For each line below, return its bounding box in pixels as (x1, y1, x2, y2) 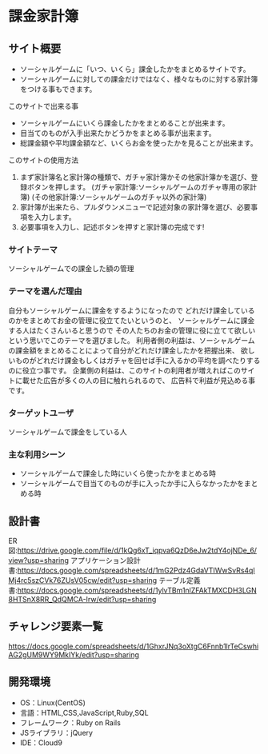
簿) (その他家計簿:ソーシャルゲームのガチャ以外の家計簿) (19, 193, 207, 201)
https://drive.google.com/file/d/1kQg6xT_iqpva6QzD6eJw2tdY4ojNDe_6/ (17, 545, 258, 555)
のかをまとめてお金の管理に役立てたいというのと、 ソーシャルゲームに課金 (8, 315, 255, 325)
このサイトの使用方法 (8, 155, 78, 165)
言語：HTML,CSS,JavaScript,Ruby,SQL (19, 708, 150, 717)
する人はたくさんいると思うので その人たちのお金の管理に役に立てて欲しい (8, 325, 256, 335)
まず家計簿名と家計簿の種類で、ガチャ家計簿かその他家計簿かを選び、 (19, 173, 252, 182)
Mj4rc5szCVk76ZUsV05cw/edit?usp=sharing (8, 576, 158, 584)
